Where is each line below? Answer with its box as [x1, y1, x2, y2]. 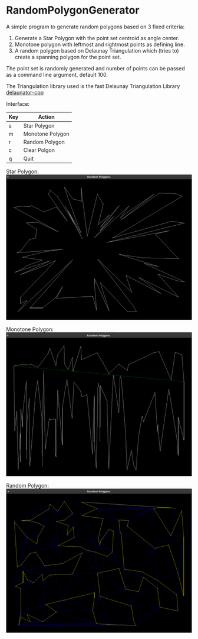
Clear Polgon [23, 147, 55, 154]
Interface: [6, 100, 30, 107]
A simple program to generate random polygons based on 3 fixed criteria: [6, 23, 184, 30]
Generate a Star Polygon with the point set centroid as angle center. [14, 34, 180, 41]
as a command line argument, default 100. [6, 71, 108, 78]
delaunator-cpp [6, 89, 44, 96]
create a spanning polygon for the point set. [14, 53, 121, 60]
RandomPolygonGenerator [6, 4, 140, 17]
